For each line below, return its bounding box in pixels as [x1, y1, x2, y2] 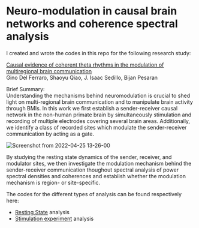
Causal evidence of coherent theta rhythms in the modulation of [6, 61, 164, 68]
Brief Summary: [6, 85, 45, 92]
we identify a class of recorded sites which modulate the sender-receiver [6, 124, 187, 131]
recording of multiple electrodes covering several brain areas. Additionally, [6, 117, 191, 124]
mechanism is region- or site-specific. [6, 179, 101, 186]
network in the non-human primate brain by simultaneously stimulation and [6, 111, 192, 118]
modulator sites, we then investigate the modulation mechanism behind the [6, 160, 192, 167]
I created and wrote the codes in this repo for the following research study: [6, 49, 191, 56]
